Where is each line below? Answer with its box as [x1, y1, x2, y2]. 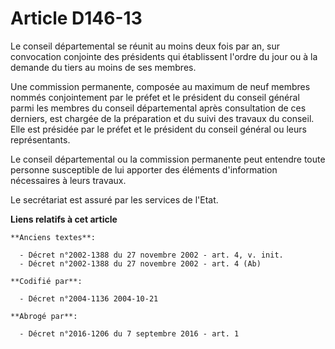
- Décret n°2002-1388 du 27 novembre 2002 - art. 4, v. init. [19, 250, 284, 260]
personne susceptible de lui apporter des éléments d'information [10, 163, 278, 176]
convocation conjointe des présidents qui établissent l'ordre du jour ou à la [10, 50, 318, 62]
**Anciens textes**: [10, 232, 97, 242]
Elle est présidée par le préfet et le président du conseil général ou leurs [10, 123, 307, 135]
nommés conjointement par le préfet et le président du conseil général [10, 91, 300, 103]
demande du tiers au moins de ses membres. [10, 61, 197, 73]
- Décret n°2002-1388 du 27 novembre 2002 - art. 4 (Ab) [19, 258, 262, 269]
